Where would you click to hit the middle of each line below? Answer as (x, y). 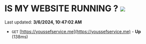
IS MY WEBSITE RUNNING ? (62, 9)
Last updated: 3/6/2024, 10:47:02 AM (43, 22)
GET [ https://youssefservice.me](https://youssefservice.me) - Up (76, 31)
